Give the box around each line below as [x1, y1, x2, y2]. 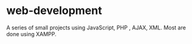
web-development [6, 4, 102, 18]
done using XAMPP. [6, 30, 57, 37]
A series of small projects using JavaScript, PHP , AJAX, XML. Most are [6, 24, 186, 31]
